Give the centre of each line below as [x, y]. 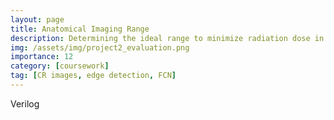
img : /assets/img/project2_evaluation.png [100, 47]
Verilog [25, 103]
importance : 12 [42, 57]
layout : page [37, 19]
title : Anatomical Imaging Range [80, 29]
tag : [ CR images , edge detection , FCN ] [93, 76]
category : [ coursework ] [60, 66]
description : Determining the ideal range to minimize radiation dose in [167, 38]
